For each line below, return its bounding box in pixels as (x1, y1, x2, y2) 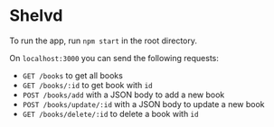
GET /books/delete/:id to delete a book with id (22, 108, 199, 119)
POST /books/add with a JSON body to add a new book (22, 89, 225, 100)
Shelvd (9, 5, 63, 26)
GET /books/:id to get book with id (22, 79, 153, 90)
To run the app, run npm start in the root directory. (9, 35, 197, 46)
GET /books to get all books (22, 69, 124, 81)
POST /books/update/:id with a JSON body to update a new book (22, 98, 265, 109)
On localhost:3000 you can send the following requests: (9, 52, 219, 63)
